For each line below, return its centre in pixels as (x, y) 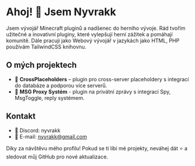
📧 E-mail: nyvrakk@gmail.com (51, 136)
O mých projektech (42, 65)
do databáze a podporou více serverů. (61, 85)
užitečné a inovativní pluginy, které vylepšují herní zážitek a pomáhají (89, 34)
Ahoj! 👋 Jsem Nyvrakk (61, 12)
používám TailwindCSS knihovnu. (46, 47)
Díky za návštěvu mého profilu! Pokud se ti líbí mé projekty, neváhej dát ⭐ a (97, 148)
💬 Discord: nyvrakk (37, 130)
